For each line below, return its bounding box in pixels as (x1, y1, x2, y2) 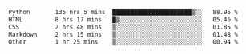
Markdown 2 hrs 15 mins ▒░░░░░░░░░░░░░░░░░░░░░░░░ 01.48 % (8, 30, 239, 38)
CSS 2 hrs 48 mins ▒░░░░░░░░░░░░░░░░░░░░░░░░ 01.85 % (8, 23, 239, 31)
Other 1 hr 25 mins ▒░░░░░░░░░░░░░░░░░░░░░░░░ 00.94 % (8, 37, 239, 46)
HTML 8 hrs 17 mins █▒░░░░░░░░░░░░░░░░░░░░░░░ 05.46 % (8, 15, 239, 24)
